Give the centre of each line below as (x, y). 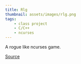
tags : (11, 19)
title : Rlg (16, 10)
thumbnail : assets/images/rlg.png (41, 14)
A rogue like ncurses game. (33, 47)
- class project (31, 24)
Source (12, 57)
